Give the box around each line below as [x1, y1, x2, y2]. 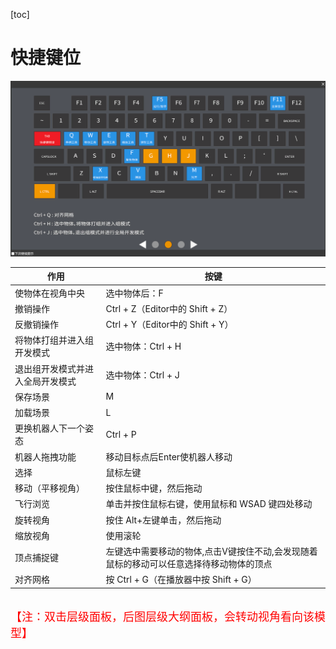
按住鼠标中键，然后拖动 [105, 482, 203, 494]
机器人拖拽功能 [14, 450, 77, 463]
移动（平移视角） [14, 482, 85, 494]
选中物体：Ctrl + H [105, 340, 182, 353]
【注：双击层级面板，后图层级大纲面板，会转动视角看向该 [10, 610, 315, 624]
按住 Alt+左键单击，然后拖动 [105, 514, 222, 526]
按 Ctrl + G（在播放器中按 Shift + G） [105, 574, 257, 586]
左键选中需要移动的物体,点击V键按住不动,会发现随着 [105, 545, 318, 558]
